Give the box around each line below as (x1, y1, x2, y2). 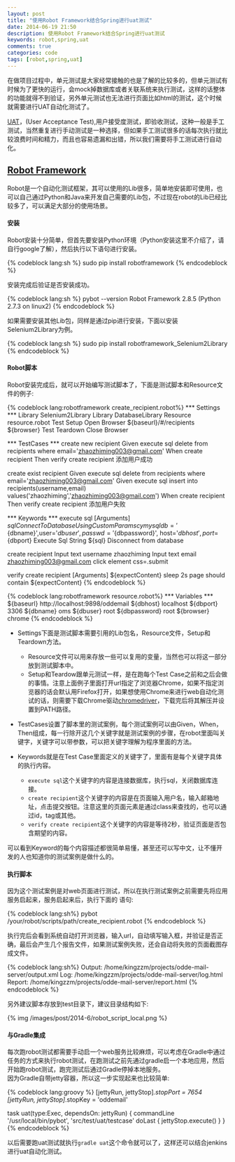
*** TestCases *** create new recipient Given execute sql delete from (7, 439, 208, 448)
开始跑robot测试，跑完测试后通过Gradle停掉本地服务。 (7, 1065, 164, 1074)
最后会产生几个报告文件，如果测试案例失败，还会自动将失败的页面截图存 (19, 940, 228, 949)
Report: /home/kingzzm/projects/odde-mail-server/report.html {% (7, 978, 198, 987)
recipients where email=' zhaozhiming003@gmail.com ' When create (7, 446, 203, 455)
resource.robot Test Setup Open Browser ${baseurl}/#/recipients (7, 418, 195, 427)
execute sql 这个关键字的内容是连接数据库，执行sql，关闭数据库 (27, 776, 212, 784)
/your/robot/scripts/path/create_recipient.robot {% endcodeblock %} (7, 917, 206, 926)
